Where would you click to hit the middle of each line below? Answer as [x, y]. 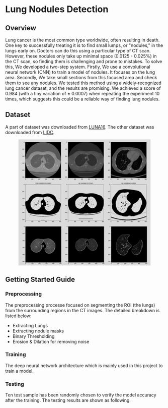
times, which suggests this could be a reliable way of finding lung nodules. [82, 99]
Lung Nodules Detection [57, 9]
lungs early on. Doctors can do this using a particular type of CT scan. [78, 51]
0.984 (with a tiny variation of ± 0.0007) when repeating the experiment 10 [82, 94]
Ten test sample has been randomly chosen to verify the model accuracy [81, 395]
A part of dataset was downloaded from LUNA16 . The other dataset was [80, 127]
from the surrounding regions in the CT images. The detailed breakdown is [82, 310]
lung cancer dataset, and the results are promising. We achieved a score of [83, 88]
